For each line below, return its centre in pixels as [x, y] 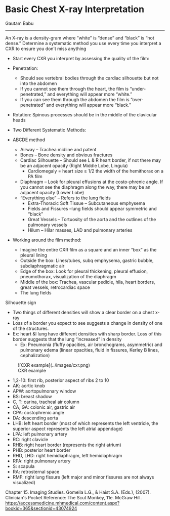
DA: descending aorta [35, 418]
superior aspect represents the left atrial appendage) [68, 428]
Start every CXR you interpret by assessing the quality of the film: [81, 58]
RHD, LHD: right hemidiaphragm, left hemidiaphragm [67, 455]
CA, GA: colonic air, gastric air [44, 407]
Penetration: [25, 68]
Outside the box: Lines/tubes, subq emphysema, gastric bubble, [87, 260]
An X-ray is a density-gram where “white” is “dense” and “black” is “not [80, 38]
